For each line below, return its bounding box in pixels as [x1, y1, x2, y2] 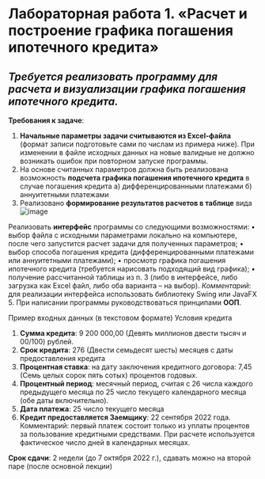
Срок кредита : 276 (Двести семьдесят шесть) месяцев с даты [19, 345, 233, 355]
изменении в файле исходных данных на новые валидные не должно [19, 148, 255, 157]
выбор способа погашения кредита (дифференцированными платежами [8, 247, 255, 257]
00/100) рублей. [19, 337, 74, 346]
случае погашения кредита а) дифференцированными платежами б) [19, 181, 252, 191]
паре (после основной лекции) [8, 462, 113, 471]
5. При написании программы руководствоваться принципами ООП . [8, 298, 242, 307]
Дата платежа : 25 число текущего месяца [19, 405, 165, 413]
